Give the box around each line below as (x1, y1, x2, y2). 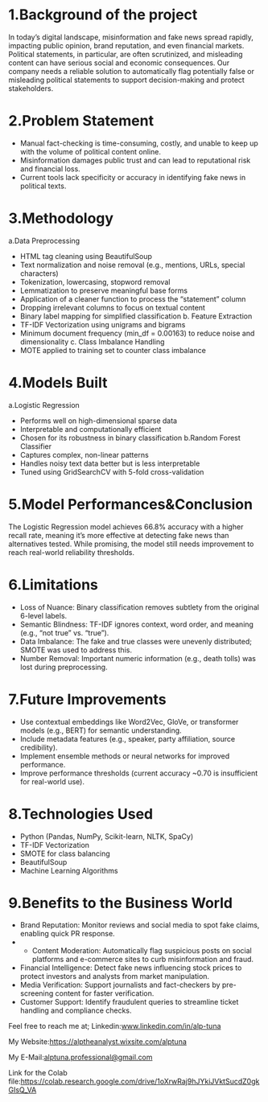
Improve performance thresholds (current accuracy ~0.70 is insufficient (19, 768, 258, 778)
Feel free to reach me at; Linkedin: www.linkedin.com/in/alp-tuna (8, 1022, 221, 1031)
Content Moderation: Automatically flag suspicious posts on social (31, 946, 252, 956)
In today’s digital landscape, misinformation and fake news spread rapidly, (8, 32, 254, 42)
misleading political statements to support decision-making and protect (8, 75, 245, 84)
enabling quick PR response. (19, 929, 115, 939)
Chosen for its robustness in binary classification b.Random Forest (19, 433, 241, 442)
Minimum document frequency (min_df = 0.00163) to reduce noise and (19, 328, 255, 338)
